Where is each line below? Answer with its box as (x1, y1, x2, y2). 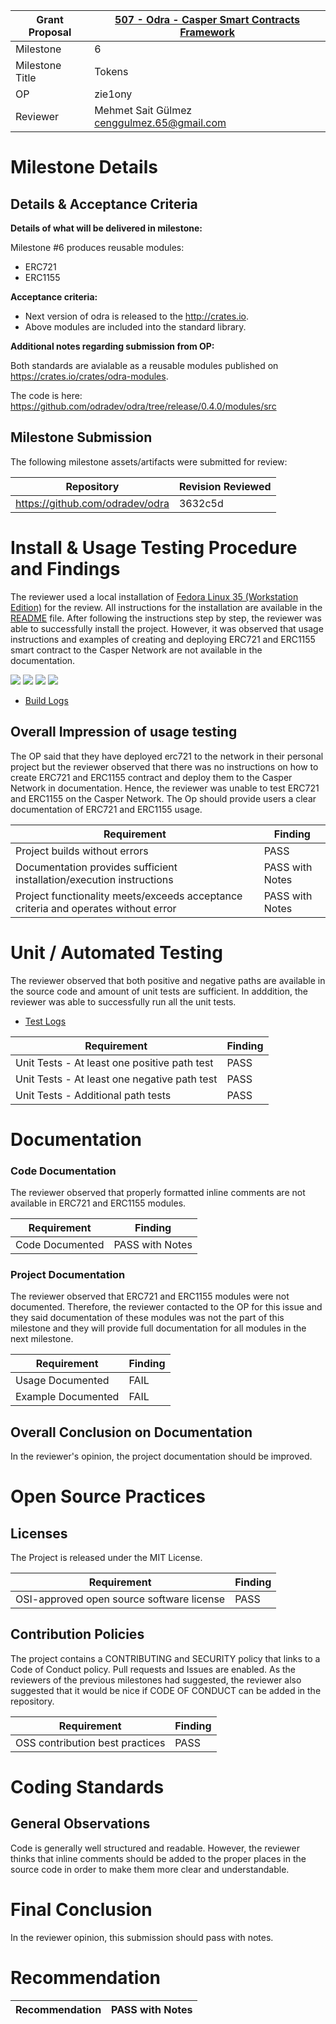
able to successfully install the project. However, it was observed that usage (10, 622, 324, 634)
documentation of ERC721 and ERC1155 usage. (10, 803, 203, 815)
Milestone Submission (10, 429, 153, 446)
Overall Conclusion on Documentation (10, 1424, 253, 1441)
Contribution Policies (10, 1626, 145, 1643)
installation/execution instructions (15, 872, 174, 886)
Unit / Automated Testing (10, 941, 223, 964)
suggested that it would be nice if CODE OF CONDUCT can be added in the (10, 1684, 322, 1696)
